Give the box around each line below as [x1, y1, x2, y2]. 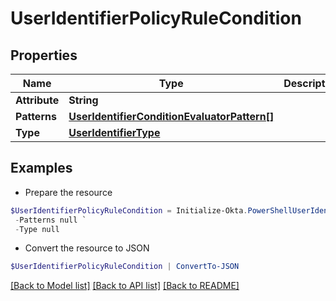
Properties [10, 47, 78, 64]
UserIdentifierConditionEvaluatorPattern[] [68, 110, 275, 123]
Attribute [15, 93, 60, 107]
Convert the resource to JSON [24, 242, 150, 254]
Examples [10, 160, 73, 177]
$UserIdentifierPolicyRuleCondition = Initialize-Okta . [10, 205, 248, 216]
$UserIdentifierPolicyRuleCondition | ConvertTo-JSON [10, 262, 240, 272]
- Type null [14, 224, 60, 234]
